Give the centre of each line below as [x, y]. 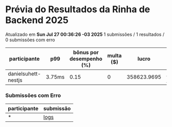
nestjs [15, 80]
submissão [57, 109]
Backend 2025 [37, 20]
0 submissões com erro [30, 40]
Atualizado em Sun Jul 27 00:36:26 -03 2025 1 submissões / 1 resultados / [85, 34]
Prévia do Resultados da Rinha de [78, 9]
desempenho [86, 59]
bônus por [86, 52]
